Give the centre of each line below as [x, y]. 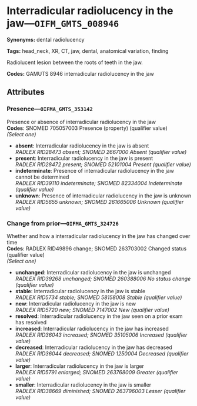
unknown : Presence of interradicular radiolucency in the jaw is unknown [103, 196]
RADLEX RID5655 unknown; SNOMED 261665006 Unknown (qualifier [99, 202]
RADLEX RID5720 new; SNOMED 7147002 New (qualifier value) [92, 310]
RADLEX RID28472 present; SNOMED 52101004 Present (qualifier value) [103, 164]
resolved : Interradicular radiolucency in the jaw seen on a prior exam [99, 316]
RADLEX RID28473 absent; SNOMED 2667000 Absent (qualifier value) [101, 152]
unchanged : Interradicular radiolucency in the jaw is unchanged [93, 272]
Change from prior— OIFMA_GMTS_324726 [63, 223]
